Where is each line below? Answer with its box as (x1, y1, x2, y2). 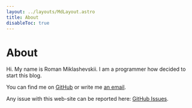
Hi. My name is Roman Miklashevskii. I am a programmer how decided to (6, 65, 186, 73)
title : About (6, 14, 39, 20)
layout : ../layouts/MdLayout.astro (6, 8, 95, 15)
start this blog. (6, 72, 42, 79)
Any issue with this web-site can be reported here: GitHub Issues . (6, 95, 169, 103)
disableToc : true (6, 20, 50, 26)
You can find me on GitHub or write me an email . (6, 83, 127, 91)
